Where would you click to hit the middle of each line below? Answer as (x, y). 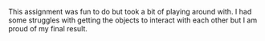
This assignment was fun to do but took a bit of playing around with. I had (130, 12)
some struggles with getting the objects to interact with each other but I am (133, 20)
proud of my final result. (48, 29)
